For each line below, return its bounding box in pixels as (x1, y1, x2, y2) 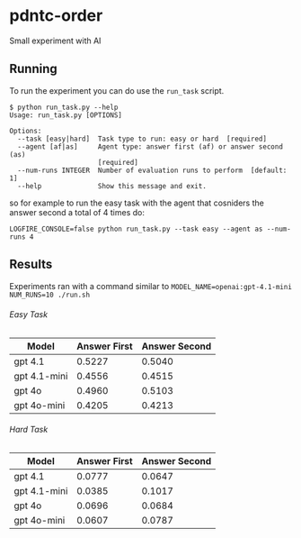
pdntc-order (9, 5, 103, 26)
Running (9, 61, 58, 77)
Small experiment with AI (9, 35, 102, 46)
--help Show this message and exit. (17, 181, 207, 190)
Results (9, 257, 53, 272)
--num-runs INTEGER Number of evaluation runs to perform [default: (17, 166, 288, 175)
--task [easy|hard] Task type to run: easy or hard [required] (17, 134, 268, 143)
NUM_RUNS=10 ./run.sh (9, 290, 91, 299)
